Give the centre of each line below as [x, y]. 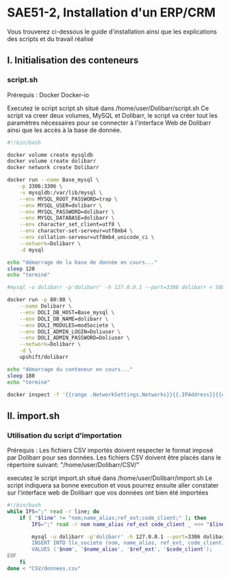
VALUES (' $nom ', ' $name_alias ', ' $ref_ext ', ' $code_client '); [122, 549]
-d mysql [32, 250]
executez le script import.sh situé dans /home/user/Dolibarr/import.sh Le [110, 478]
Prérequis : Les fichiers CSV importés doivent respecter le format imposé [110, 451]
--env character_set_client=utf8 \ [70, 225]
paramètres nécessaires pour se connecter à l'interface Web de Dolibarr [109, 123]
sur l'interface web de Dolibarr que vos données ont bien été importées [108, 493]
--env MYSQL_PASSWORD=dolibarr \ [67, 212]
